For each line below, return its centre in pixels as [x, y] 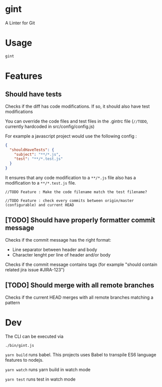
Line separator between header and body [55, 250]
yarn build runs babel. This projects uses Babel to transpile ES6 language [81, 355]
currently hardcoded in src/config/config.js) [50, 126]
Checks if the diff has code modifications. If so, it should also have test [78, 106]
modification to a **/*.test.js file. [41, 183]
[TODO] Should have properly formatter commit [80, 220]
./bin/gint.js [20, 345]
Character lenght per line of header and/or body [61, 255]
